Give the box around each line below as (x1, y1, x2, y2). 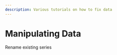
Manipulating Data (5, 28, 81, 39)
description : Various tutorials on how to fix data (5, 7, 112, 12)
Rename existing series (5, 44, 52, 50)
